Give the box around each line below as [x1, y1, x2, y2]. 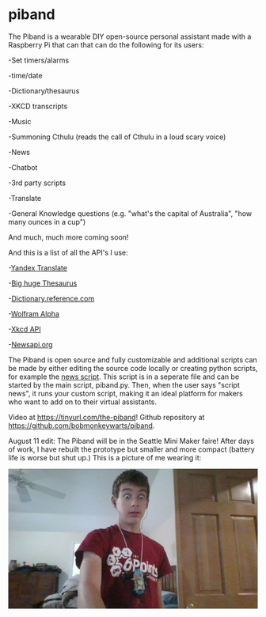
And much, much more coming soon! [8, 232, 129, 242]
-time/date [8, 70, 43, 80]
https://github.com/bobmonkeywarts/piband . [8, 421, 155, 430]
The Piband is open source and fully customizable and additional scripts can [8, 354, 257, 365]
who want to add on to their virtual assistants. [8, 397, 157, 407]
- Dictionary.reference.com [8, 293, 95, 303]
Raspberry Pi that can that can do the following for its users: [8, 40, 204, 49]
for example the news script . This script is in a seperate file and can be [8, 372, 240, 381]
